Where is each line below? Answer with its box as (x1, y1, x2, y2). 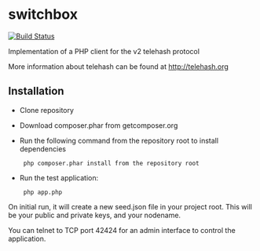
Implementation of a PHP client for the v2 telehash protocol (8, 46, 200, 56)
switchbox (8, 5, 79, 24)
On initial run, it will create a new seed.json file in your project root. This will (8, 202, 253, 211)
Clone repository (19, 105, 75, 115)
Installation (8, 85, 64, 98)
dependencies (19, 144, 67, 154)
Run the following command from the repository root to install (19, 136, 218, 145)
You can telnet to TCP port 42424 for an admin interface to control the (8, 225, 236, 235)
